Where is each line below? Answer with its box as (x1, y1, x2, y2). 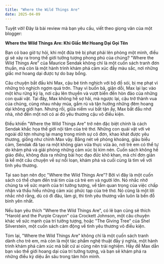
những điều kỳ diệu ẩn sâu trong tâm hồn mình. (5, 253, 100, 259)
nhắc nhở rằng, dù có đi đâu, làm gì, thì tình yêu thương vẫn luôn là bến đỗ (5, 192, 155, 199)
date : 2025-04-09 (5, 12, 41, 17)
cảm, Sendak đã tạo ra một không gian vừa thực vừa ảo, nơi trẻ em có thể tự (5, 141, 159, 147)
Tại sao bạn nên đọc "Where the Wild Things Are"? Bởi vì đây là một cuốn (5, 172, 153, 178)
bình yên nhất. (5, 198, 34, 204)
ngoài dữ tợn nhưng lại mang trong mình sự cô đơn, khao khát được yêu (5, 131, 149, 137)
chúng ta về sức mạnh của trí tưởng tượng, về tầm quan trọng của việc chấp (5, 182, 158, 188)
